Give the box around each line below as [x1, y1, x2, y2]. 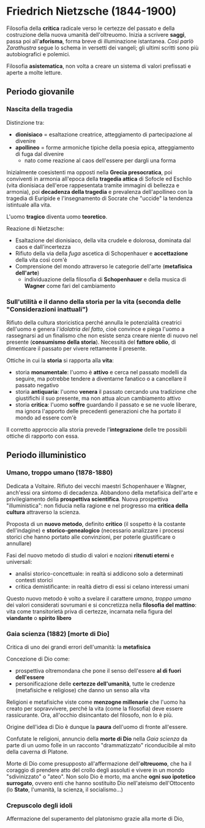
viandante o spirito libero [6, 614, 72, 621]
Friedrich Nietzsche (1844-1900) [6, 4, 177, 18]
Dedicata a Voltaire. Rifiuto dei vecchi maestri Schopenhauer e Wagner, [6, 482, 187, 490]
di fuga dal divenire [15, 150, 64, 157]
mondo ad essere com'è [15, 414, 77, 421]
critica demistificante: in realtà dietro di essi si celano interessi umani [15, 583, 190, 590]
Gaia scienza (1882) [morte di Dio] [6, 629, 110, 638]
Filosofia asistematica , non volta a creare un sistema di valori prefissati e [6, 62, 192, 70]
